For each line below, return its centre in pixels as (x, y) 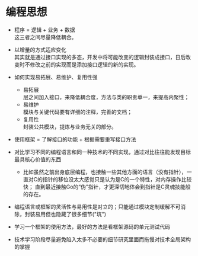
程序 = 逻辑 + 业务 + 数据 (44, 30)
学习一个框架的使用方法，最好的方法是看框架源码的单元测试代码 (92, 226)
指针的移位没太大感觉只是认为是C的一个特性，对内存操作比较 (117, 179)
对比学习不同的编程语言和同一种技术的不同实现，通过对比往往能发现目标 (102, 152)
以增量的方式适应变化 (40, 49)
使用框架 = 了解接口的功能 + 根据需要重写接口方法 (75, 139)
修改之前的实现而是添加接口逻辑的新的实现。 (84, 64)
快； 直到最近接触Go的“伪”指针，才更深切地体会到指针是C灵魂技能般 (107, 187)
